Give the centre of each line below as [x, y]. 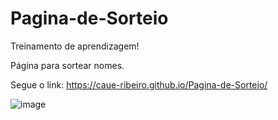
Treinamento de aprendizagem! [75, 46]
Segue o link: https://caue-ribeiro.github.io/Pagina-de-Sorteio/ [139, 84]
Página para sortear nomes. [67, 65]
